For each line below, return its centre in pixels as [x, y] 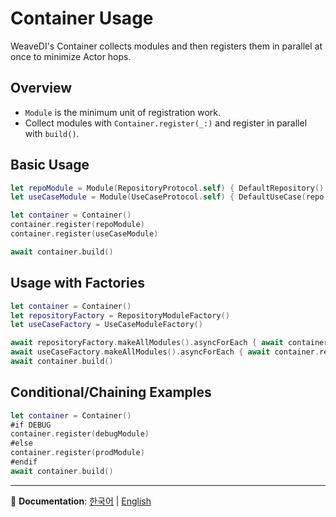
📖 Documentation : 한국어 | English [81, 501]
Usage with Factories [77, 283]
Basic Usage [50, 165]
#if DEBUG [31, 425]
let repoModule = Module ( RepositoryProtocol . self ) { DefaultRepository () [167, 188]
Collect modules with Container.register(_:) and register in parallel [166, 123]
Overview [41, 88]
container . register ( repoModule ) [77, 225]
